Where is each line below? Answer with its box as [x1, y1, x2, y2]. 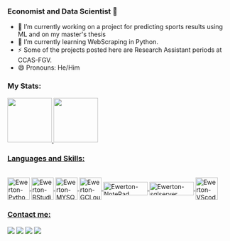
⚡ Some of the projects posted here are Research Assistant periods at [17, 45, 222, 54]
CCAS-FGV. [17, 56, 52, 65]
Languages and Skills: [7, 153, 85, 163]
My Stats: [7, 81, 41, 91]
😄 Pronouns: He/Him [17, 63, 80, 72]
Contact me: [7, 209, 51, 219]
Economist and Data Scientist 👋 [7, 6, 118, 16]
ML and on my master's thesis [17, 30, 106, 38]
